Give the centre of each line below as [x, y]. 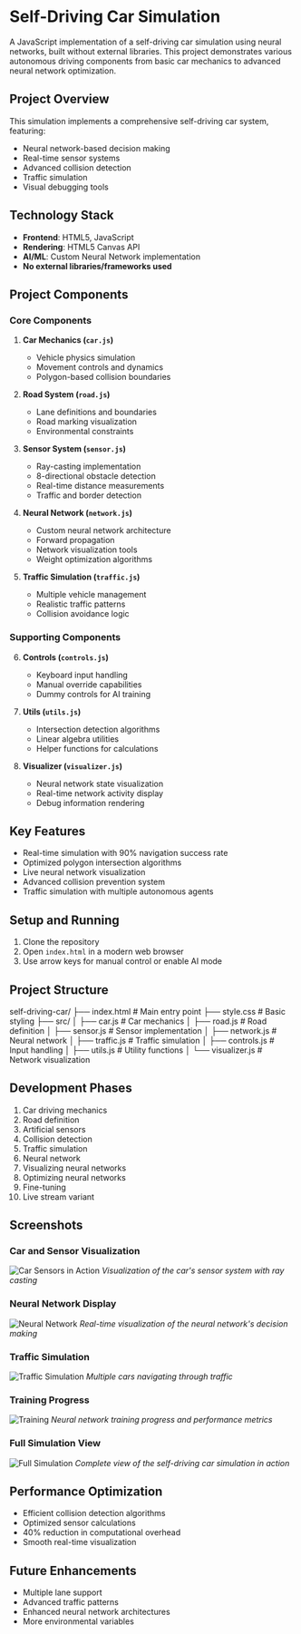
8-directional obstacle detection [96, 476]
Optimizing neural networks [74, 1177]
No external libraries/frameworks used [97, 266]
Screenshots [46, 1225]
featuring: [28, 131]
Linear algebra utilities [78, 739]
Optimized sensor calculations [79, 1523]
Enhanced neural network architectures [96, 1612]
